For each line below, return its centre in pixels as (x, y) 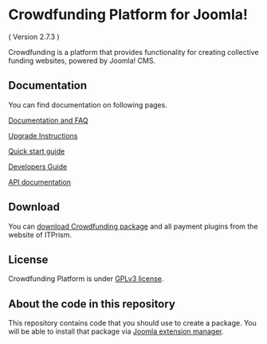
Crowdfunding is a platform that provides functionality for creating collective (133, 52)
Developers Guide (38, 166)
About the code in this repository (92, 304)
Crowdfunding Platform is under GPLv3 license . (86, 279)
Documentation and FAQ (49, 120)
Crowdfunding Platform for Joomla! (128, 15)
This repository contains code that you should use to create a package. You (133, 323)
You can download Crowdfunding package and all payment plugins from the (133, 226)
